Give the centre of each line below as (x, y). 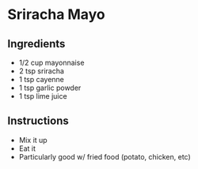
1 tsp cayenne (42, 79)
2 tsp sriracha (42, 71)
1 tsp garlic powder (50, 88)
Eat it (27, 148)
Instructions (38, 121)
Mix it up (33, 140)
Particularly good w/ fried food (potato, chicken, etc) (105, 156)
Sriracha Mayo (56, 15)
